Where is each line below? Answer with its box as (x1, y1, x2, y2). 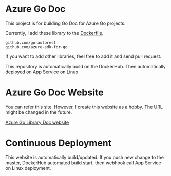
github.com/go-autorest (5, 40, 56, 45)
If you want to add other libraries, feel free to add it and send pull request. (5, 53, 162, 60)
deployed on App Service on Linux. (5, 69, 80, 75)
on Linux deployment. (5, 165, 51, 171)
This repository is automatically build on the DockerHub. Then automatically (5, 63, 166, 69)
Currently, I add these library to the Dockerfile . (5, 30, 104, 36)
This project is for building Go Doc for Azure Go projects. (5, 20, 126, 26)
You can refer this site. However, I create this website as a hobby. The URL (5, 104, 163, 110)
